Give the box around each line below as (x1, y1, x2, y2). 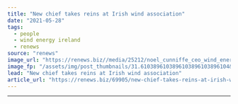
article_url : (7, 76, 46, 83)
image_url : (7, 57, 40, 64)
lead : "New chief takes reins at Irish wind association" (7, 69, 182, 76)
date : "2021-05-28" (7, 17, 65, 24)
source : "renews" (7, 50, 59, 57)
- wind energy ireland (13, 37, 81, 44)
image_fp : (7, 63, 37, 70)
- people (13, 30, 40, 37)
